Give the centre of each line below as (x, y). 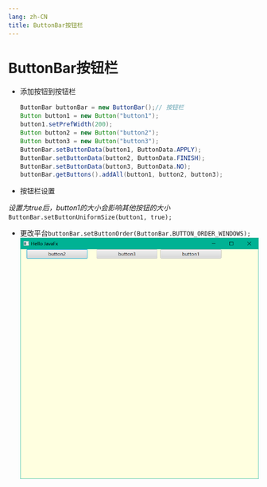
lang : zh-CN (28, 17)
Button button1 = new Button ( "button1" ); (89, 116)
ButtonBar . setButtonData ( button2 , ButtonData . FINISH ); (112, 158)
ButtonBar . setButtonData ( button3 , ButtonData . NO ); (105, 166)
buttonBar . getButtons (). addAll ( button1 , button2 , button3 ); (121, 175)
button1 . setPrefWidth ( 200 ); (66, 125)
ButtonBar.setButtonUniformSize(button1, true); (90, 218)
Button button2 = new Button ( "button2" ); (89, 133)
